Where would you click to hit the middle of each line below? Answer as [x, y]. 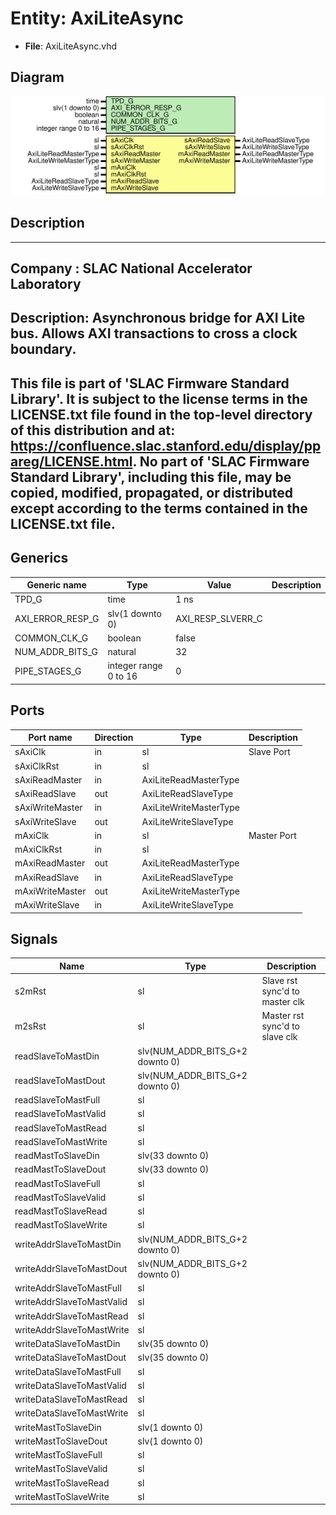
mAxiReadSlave [47, 877]
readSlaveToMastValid [60, 1114]
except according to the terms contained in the [159, 508]
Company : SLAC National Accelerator [131, 268]
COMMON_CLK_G [51, 638]
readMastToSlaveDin [57, 1156]
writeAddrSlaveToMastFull [68, 1288]
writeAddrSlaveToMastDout [71, 1269]
